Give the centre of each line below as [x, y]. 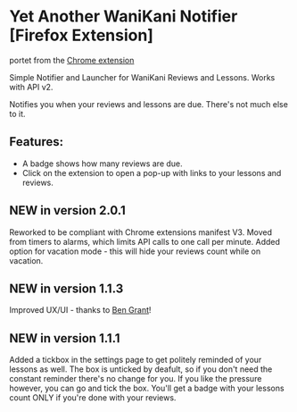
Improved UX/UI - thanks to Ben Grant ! [80, 310]
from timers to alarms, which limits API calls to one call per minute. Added [145, 241]
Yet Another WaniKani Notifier [124, 17]
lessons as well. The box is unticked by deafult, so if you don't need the [141, 369]
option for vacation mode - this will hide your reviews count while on [135, 251]
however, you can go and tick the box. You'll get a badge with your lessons [147, 388]
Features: [37, 142]
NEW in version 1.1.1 [65, 338]
